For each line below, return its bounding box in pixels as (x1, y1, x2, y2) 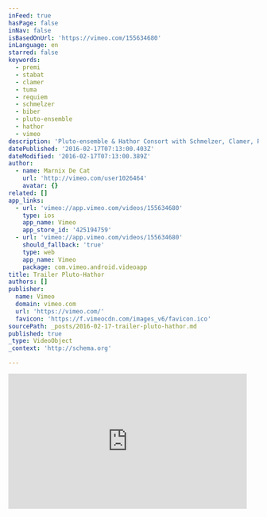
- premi (15, 64, 41, 72)
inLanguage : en (8, 41, 59, 49)
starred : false (8, 49, 59, 56)
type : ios (22, 212, 56, 220)
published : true (8, 329, 62, 338)
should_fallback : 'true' (22, 241, 105, 249)
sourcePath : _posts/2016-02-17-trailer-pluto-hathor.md (8, 322, 197, 330)
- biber (15, 108, 41, 116)
